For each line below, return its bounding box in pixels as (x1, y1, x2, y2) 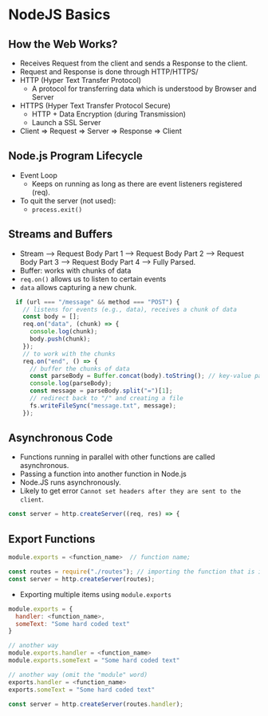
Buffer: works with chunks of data (19, 266, 132, 275)
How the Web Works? (8, 37, 118, 51)
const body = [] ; (22, 313, 81, 321)
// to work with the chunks (22, 349, 116, 358)
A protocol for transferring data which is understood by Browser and (31, 84, 257, 93)
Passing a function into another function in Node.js (19, 469, 187, 479)
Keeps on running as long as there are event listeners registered (31, 179, 242, 188)
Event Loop (19, 170, 58, 180)
